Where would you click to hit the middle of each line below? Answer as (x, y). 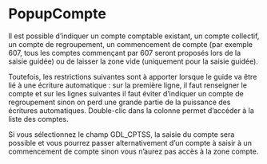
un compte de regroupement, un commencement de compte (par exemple (131, 44)
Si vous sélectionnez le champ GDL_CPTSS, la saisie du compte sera (122, 134)
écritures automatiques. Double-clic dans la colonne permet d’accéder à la (131, 110)
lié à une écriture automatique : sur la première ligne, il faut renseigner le (128, 85)
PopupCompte (57, 14)
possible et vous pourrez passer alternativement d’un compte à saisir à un (130, 143)
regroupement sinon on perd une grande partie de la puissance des (120, 102)
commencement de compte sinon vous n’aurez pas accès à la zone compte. (133, 151)
